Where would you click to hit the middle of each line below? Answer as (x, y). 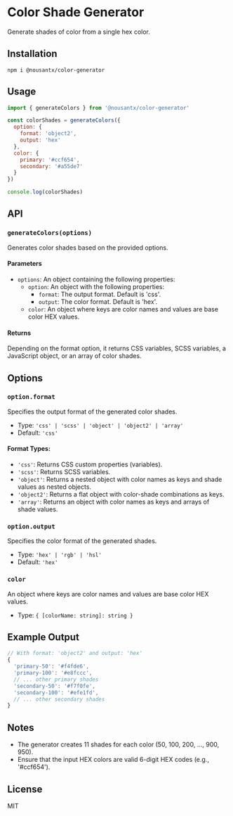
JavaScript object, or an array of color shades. (74, 356)
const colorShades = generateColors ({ (64, 120)
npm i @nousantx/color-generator (56, 70)
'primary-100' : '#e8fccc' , (53, 673)
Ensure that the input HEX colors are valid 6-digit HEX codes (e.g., (113, 760)
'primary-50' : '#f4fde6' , (52, 667)
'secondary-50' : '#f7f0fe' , (55, 686)
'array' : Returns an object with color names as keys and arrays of (113, 502)
